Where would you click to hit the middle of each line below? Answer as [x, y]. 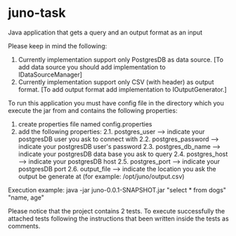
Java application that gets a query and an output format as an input [105, 32]
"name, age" [26, 197]
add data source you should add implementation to [92, 67]
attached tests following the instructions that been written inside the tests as [118, 218]
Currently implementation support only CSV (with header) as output [116, 81]
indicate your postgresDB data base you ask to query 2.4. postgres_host [123, 154]
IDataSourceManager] [50, 74]
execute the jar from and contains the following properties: [93, 110]
